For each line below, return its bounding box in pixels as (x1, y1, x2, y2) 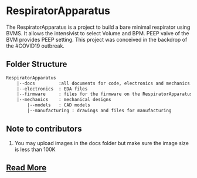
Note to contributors (6, 124, 82, 134)
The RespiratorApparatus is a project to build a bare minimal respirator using (6, 23, 191, 31)
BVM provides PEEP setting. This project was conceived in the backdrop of (6, 36, 188, 43)
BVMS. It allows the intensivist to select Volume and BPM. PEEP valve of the (6, 29, 189, 36)
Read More (6, 163, 47, 173)
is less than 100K (14, 146, 56, 153)
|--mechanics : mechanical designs (16, 97, 111, 103)
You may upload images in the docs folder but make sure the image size (14, 139, 189, 146)
